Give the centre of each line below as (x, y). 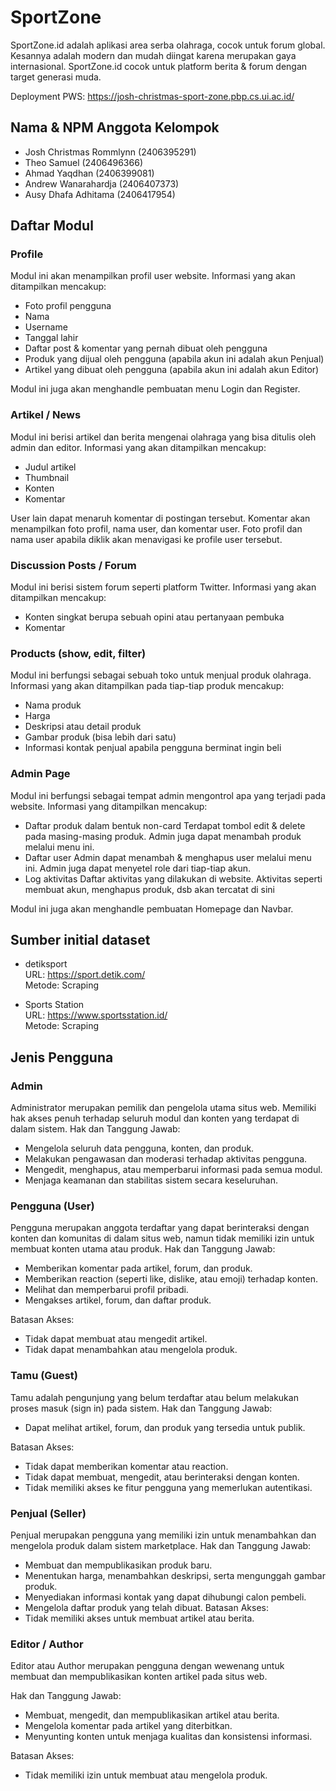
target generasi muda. (56, 77)
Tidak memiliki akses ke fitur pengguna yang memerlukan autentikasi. (168, 1487)
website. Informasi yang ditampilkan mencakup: (109, 806)
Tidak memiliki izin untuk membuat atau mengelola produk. (146, 1775)
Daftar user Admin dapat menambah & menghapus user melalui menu (168, 857)
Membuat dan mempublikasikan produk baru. (118, 1565)
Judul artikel (50, 467)
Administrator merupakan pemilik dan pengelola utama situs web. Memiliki (163, 1108)
